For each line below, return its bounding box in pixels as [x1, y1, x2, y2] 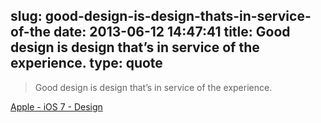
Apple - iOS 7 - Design [10, 100, 103, 113]
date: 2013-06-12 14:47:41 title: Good [53, 24, 291, 41]
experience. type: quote [10, 55, 163, 72]
